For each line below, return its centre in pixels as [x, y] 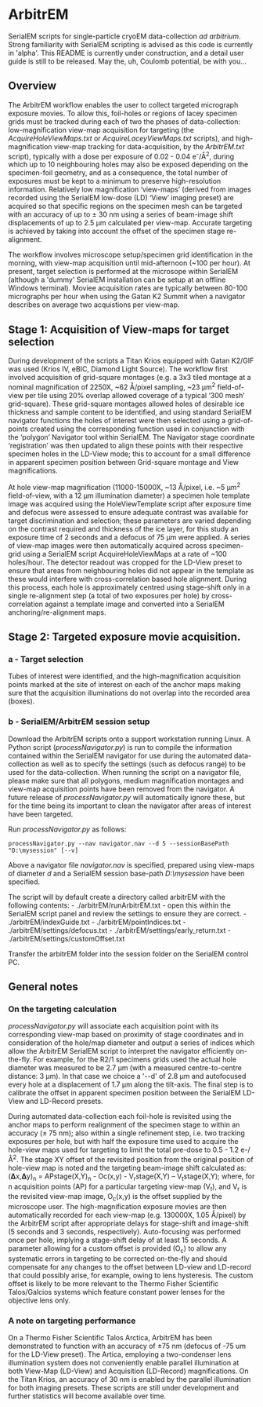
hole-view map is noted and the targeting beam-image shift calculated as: [127, 1168]
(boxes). [22, 701]
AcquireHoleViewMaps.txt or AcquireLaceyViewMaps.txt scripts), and [121, 138]
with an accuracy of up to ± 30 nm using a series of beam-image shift [121, 214]
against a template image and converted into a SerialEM [134, 604]
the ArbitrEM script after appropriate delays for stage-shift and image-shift [128, 1223]
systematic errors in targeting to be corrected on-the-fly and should [118, 1259]
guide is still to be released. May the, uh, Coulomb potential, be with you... [127, 61]
